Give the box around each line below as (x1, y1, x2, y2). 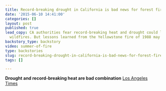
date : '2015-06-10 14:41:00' (5, 12, 65, 17)
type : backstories (5, 48, 43, 53)
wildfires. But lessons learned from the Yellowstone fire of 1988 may (9, 35, 161, 40)
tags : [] (5, 58, 23, 62)
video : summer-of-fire (5, 44, 52, 49)
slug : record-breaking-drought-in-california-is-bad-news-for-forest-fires (5, 53, 165, 58)
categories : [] (5, 16, 37, 21)
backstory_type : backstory (5, 39, 61, 44)
